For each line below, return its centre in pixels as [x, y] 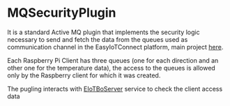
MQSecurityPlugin [62, 13]
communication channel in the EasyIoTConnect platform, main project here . [115, 47]
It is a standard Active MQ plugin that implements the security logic [103, 32]
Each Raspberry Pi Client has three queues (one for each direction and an [113, 60]
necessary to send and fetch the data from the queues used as [98, 39]
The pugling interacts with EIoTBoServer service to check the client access [115, 89]
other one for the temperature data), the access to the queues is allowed [112, 68]
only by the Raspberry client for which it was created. [84, 75]
